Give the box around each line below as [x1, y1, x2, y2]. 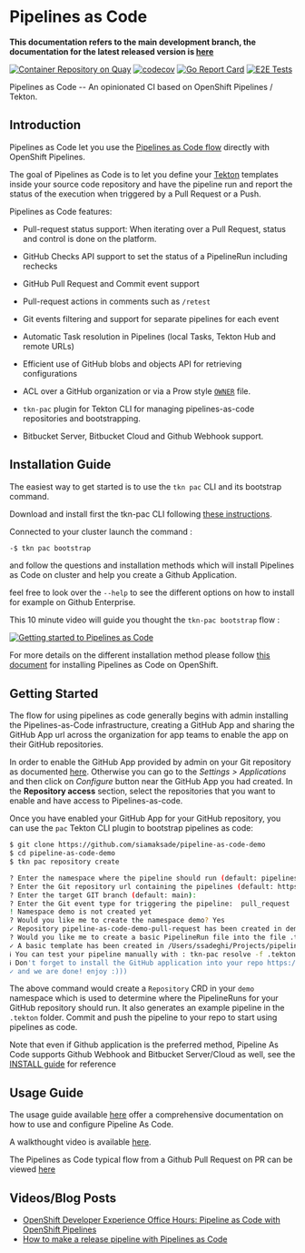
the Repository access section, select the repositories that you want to [9, 785, 276, 797]
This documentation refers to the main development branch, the [9, 36, 257, 47]
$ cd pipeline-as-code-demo [9, 849, 116, 858]
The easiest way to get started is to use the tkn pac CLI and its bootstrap [9, 480, 282, 492]
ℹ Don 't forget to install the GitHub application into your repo [9, 958, 263, 967]
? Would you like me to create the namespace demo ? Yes [9, 916, 225, 925]
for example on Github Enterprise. [9, 597, 136, 608]
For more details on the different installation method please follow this [9, 650, 271, 661]
